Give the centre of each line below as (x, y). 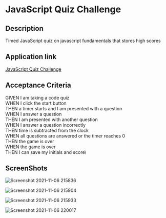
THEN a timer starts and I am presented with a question (64, 108)
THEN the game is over (30, 141)
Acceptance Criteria (38, 85)
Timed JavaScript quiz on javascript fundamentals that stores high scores (83, 41)
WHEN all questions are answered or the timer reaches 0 (65, 136)
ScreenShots (26, 169)
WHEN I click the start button (36, 103)
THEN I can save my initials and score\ (46, 152)
